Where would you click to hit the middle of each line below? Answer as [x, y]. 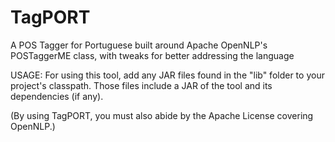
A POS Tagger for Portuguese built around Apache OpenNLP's [139, 45]
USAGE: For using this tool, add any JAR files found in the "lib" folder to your [167, 75]
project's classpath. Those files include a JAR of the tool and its [141, 85]
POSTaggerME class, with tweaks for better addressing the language [152, 55]
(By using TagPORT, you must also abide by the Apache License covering [162, 115]
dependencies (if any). [57, 96]
